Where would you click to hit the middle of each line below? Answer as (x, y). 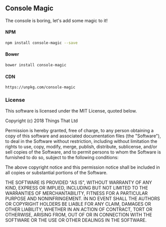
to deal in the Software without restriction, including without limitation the (81, 141)
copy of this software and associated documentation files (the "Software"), (83, 136)
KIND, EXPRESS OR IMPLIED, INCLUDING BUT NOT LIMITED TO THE (77, 188)
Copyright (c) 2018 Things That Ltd (42, 121)
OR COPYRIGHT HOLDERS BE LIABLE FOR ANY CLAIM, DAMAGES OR (78, 204)
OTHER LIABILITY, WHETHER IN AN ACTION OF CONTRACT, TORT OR (79, 209)
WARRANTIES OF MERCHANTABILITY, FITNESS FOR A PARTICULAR (76, 193)
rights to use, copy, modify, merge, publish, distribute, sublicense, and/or (81, 147)
